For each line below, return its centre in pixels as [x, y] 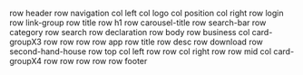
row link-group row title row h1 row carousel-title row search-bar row [138, 23]
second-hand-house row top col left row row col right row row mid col [141, 52]
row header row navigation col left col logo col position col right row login [147, 13]
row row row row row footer [96, 61]
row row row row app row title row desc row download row [153, 42]
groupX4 [26, 61]
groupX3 [26, 42]
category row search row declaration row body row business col [130, 32]
